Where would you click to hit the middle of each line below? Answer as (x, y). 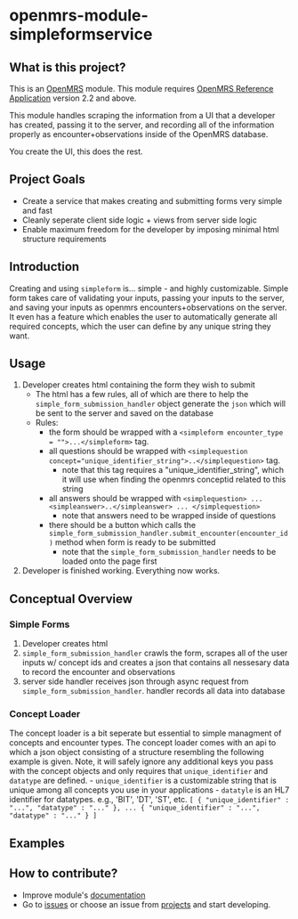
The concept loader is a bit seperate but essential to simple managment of (145, 733)
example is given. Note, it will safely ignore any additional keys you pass (141, 761)
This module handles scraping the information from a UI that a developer (142, 115)
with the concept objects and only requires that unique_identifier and (139, 771)
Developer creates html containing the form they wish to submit (138, 385)
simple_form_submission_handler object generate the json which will (161, 404)
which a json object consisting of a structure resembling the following (137, 752)
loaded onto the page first (109, 561)
